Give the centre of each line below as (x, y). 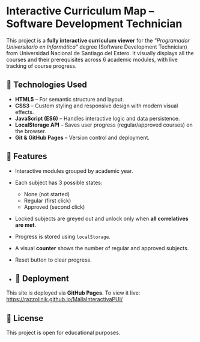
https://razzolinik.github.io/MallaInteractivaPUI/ (65, 299)
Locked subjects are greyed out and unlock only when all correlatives (102, 218)
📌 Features (27, 156)
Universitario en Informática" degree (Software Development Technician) (97, 47)
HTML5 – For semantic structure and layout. (69, 99)
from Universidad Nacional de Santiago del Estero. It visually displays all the (100, 53)
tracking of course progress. (41, 66)
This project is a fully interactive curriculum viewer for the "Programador (98, 40)
